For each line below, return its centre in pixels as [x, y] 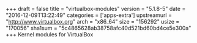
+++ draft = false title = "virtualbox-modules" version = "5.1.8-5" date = [96, 9]
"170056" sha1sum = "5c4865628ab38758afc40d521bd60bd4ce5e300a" [98, 28]
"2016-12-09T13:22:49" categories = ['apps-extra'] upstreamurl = [89, 15]
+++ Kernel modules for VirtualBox [50, 35]
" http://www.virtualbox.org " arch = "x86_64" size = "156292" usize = [93, 21]
